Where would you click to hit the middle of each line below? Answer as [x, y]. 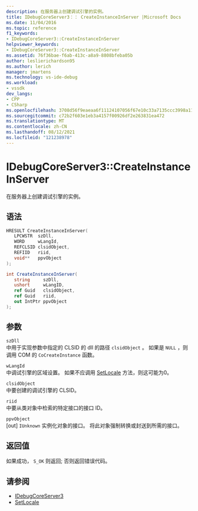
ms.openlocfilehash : [32, 110]
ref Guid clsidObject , [44, 291]
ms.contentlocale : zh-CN [37, 127]
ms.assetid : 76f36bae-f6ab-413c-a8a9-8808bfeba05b [70, 55]
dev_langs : [19, 94]
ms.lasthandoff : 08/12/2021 [41, 132]
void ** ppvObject [38, 258]
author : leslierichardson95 [41, 61]
